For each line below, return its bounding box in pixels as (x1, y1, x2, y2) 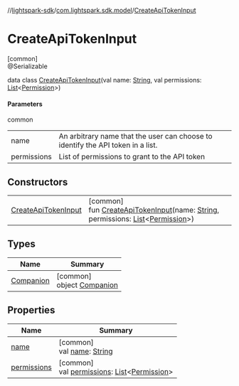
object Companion (56, 280, 119, 290)
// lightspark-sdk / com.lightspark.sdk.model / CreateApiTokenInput (7, 6, 197, 14)
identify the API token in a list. (58, 140, 158, 150)
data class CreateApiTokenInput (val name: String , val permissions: (7, 75, 202, 84)
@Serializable (7, 62, 48, 70)
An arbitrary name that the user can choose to (58, 132, 213, 141)
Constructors (7, 176, 68, 188)
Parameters (7, 100, 43, 108)
